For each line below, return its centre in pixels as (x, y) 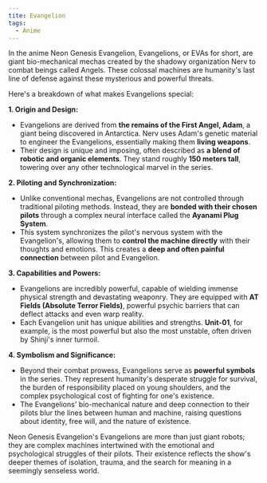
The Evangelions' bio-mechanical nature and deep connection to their (134, 405)
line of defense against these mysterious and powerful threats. (111, 79)
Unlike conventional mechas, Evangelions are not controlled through (132, 198)
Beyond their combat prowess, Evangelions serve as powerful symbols (137, 370)
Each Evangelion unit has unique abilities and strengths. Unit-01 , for (131, 323)
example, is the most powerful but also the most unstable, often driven (135, 331)
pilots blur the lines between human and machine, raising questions (130, 413)
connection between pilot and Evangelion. (90, 258)
